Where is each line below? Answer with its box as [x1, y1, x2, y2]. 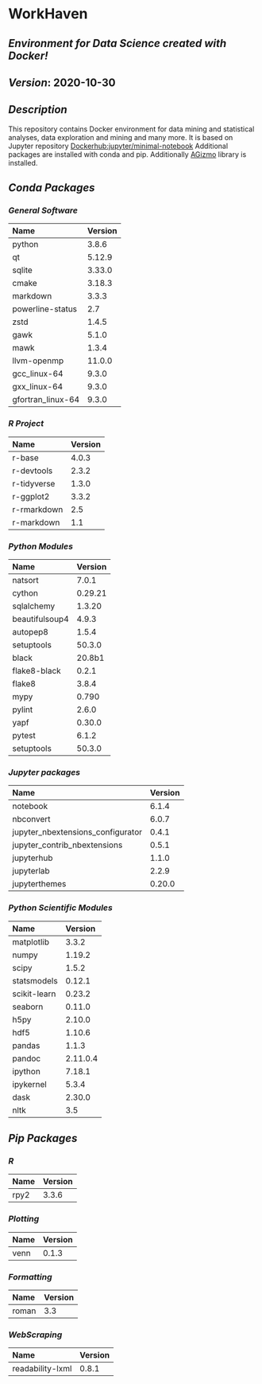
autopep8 [12, 627, 49, 638]
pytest [12, 730, 36, 741]
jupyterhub [12, 853, 53, 864]
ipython [12, 1065, 41, 1077]
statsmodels [12, 975, 58, 986]
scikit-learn [12, 988, 56, 999]
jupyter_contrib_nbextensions [12, 839, 123, 850]
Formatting [8, 1271, 53, 1282]
